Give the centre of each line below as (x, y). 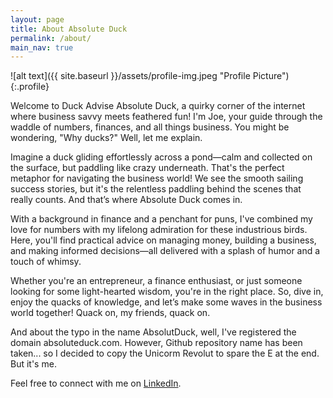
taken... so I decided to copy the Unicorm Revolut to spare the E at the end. (165, 353)
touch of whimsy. (46, 262)
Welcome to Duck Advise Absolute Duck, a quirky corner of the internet (158, 106)
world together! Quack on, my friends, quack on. (110, 313)
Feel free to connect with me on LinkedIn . (96, 383)
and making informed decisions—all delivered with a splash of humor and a (165, 251)
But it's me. (33, 364)
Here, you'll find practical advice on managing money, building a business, (163, 240)
